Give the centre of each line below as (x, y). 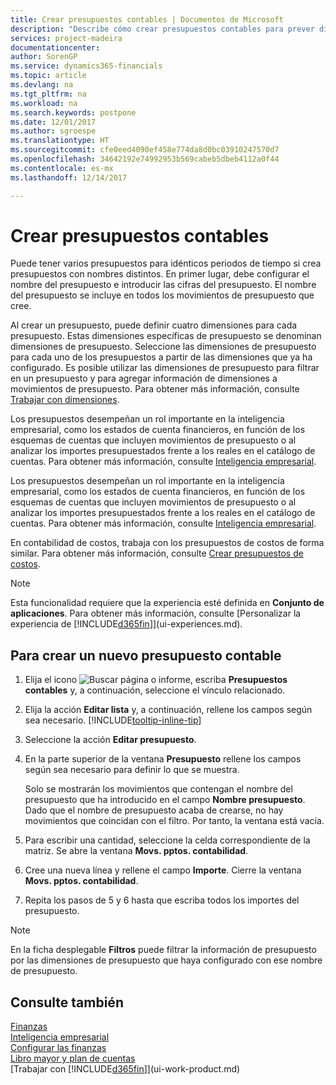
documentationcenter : (55, 47)
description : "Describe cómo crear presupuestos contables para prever (162, 29)
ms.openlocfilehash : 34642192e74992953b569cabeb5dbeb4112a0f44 (145, 159)
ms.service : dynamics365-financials (86, 66)
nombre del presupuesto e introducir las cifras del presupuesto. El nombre (163, 285)
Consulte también (67, 1002)
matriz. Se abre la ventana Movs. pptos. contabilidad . (136, 851)
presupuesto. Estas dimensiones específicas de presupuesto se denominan (166, 336)
